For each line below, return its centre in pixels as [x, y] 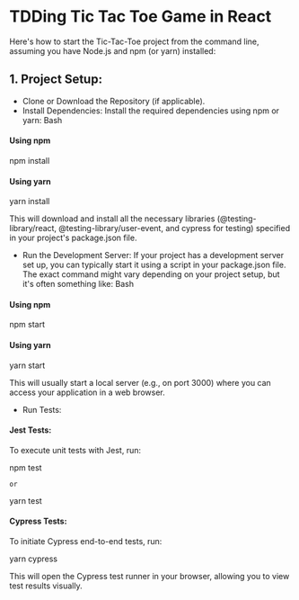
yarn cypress [34, 559]
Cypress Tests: [38, 521]
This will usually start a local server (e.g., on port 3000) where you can [140, 382]
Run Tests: [42, 409]
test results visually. [46, 586]
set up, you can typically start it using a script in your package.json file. [154, 265]
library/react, [33, 228]
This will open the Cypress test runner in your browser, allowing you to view [149, 576]
